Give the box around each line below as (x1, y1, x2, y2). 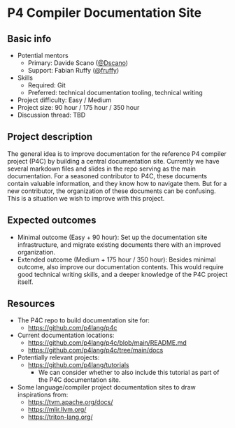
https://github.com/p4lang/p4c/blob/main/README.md (27, 338, 187, 347)
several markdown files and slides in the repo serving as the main (7, 164, 196, 173)
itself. (17, 278, 34, 286)
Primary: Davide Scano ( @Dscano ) (27, 59, 128, 67)
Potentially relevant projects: (17, 353, 100, 362)
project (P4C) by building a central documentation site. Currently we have (7, 157, 220, 165)
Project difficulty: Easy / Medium (17, 96, 112, 104)
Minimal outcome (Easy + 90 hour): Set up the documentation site (17, 233, 208, 241)
